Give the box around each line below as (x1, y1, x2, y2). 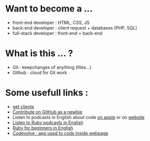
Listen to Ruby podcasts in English (12, 119, 83, 125)
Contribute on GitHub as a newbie (12, 108, 82, 115)
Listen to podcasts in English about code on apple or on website (12, 114, 145, 120)
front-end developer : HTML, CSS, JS (12, 19, 90, 25)
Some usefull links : (5, 87, 88, 98)
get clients (12, 103, 34, 109)
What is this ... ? (5, 48, 73, 59)
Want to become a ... (5, 3, 93, 14)
